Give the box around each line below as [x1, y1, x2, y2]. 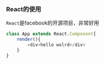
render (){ [17, 37, 41, 42]
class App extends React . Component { [6, 31, 96, 37]
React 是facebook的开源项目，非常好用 [6, 19, 99, 27]
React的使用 [6, 5, 41, 13]
